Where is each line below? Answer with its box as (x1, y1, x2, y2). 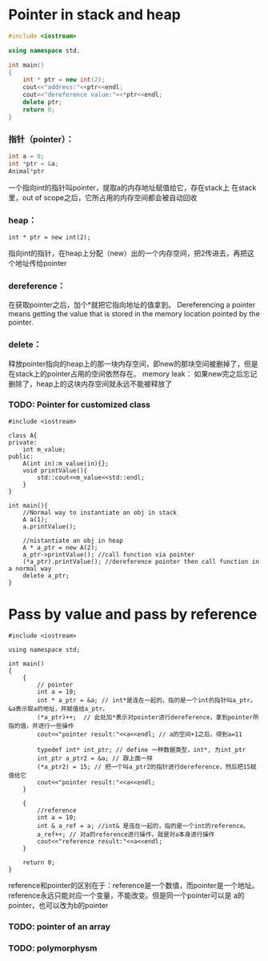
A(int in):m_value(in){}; (22, 459, 110, 468)
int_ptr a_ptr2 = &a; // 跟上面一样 (37, 754, 154, 762)
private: (8, 438, 38, 446)
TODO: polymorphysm (8, 943, 98, 954)
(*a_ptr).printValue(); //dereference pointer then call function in (22, 557, 260, 565)
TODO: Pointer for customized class (8, 399, 150, 410)
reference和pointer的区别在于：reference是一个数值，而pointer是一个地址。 (8, 880, 259, 890)
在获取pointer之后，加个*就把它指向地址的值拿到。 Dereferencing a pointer (8, 300, 256, 310)
